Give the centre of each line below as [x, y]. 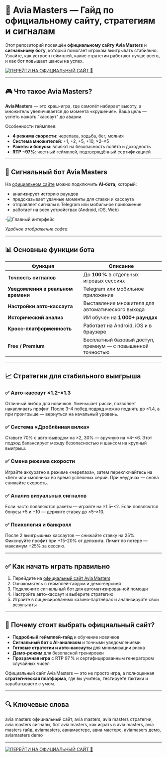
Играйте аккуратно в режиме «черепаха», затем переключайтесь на [79, 472]
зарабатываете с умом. [30, 683]
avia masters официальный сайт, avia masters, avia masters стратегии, [79, 719]
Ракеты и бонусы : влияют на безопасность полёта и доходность [82, 146]
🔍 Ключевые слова [37, 704]
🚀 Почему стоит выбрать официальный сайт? [80, 625]
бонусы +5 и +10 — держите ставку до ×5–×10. [55, 512]
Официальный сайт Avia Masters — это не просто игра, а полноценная [80, 673]
